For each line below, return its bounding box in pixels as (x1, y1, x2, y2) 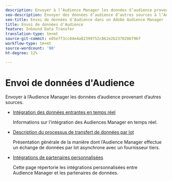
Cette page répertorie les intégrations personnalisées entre (12, 165, 138, 171)
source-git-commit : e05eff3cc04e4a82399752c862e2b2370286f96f (5, 36, 141, 42)
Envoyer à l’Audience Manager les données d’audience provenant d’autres (5, 94, 161, 100)
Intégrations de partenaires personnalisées (12, 154, 103, 160)
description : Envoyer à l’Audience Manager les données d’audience (5, 7, 153, 13)
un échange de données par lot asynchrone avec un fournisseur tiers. (12, 145, 160, 151)
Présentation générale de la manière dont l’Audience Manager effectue (12, 139, 162, 145)
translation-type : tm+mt (5, 31, 58, 36)
